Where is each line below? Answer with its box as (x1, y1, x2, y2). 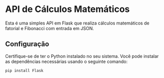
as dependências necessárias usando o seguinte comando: (5, 58, 128, 64)
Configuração (5, 40, 49, 48)
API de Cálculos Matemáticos (5, 3, 130, 15)
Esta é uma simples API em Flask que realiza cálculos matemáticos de (5, 20, 149, 26)
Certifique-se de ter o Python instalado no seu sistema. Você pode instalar (5, 53, 159, 59)
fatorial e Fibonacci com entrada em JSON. (5, 25, 94, 31)
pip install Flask (5, 68, 43, 73)
